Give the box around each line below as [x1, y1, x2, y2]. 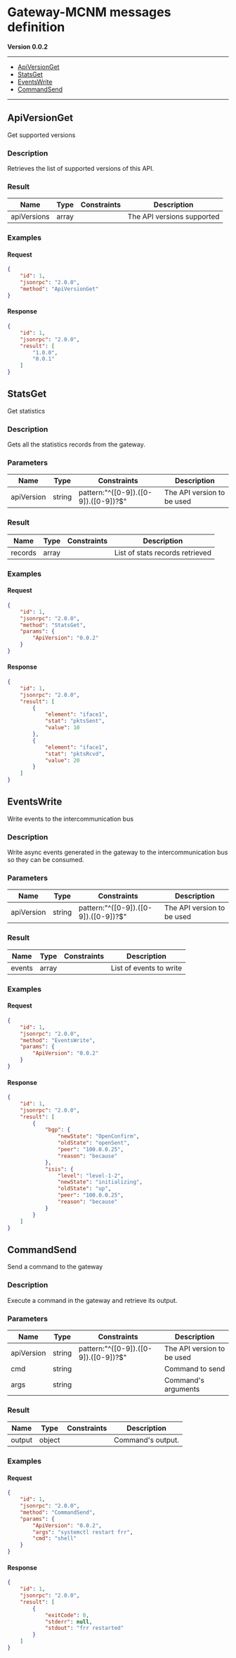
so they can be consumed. [7, 856, 84, 864]
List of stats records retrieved [114, 548, 212, 558]
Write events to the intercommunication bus [7, 814, 134, 823]
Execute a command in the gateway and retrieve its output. [7, 1296, 178, 1304]
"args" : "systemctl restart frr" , [32, 1529, 133, 1536]
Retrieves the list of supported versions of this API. [7, 165, 155, 173]
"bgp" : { [44, 1126, 71, 1133]
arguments [164, 1384, 200, 1394]
